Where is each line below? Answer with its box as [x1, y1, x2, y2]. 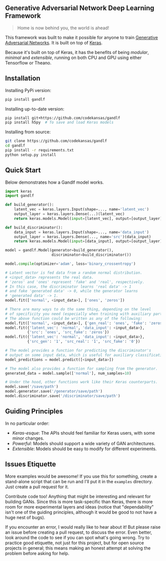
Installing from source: [5, 129, 51, 135]
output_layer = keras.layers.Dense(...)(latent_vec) [14, 211, 125, 217]
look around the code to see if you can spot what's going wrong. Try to [5, 534, 150, 540]
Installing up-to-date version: [5, 106, 64, 112]
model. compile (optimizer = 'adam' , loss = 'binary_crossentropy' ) [5, 261, 136, 266]
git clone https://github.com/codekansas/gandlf [5, 139, 107, 144]
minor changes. [12, 435, 44, 441]
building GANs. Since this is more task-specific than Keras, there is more [5, 499, 153, 505]
